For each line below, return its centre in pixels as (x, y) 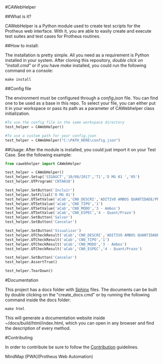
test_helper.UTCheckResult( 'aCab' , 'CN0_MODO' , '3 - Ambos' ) (66, 244)
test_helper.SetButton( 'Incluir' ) (40, 190)
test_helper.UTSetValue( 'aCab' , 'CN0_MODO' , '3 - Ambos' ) (63, 208)
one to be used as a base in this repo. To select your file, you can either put (81, 103)
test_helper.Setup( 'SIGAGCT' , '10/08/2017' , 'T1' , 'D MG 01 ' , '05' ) (72, 177)
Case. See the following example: (38, 155)
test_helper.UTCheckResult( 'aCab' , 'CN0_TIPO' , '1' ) (57, 240)
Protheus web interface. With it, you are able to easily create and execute (78, 31)
